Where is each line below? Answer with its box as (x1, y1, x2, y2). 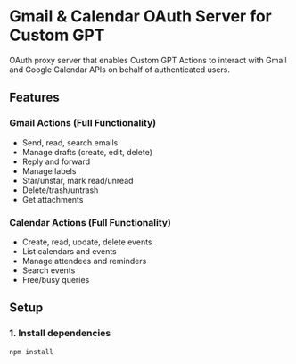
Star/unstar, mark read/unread (21, 175, 134, 186)
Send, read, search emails (21, 136, 119, 148)
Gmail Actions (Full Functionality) (9, 117, 157, 129)
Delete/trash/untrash (21, 185, 99, 195)
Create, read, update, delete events (21, 236, 152, 247)
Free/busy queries (21, 274, 90, 285)
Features (9, 90, 60, 105)
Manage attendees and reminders (21, 255, 147, 266)
